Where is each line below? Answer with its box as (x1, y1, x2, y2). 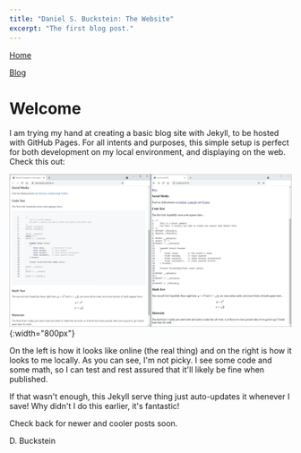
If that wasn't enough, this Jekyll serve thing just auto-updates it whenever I (9, 391, 290, 402)
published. (9, 374, 48, 385)
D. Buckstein (9, 435, 56, 447)
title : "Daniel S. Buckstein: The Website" (9, 14, 175, 23)
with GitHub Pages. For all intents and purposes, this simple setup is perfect (9, 137, 289, 148)
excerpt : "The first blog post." (9, 23, 134, 33)
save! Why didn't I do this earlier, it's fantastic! (9, 401, 180, 412)
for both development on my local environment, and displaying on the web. (9, 147, 287, 158)
